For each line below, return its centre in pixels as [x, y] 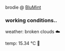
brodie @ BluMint [23, 7]
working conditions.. [31, 20]
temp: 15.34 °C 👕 [23, 43]
